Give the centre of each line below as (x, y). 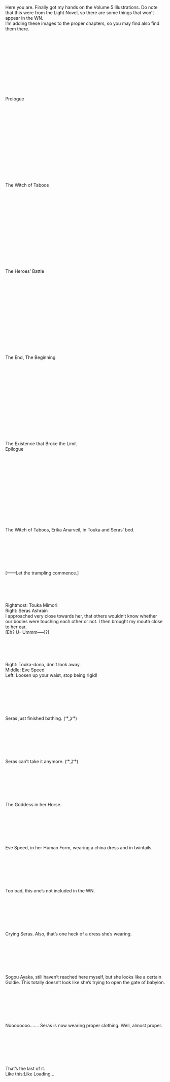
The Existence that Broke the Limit (41, 444)
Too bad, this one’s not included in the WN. (50, 891)
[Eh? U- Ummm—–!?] (27, 632)
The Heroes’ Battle (25, 271)
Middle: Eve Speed (25, 670)
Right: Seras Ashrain (27, 610)
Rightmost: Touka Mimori (31, 605)
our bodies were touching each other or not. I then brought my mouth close (84, 621)
